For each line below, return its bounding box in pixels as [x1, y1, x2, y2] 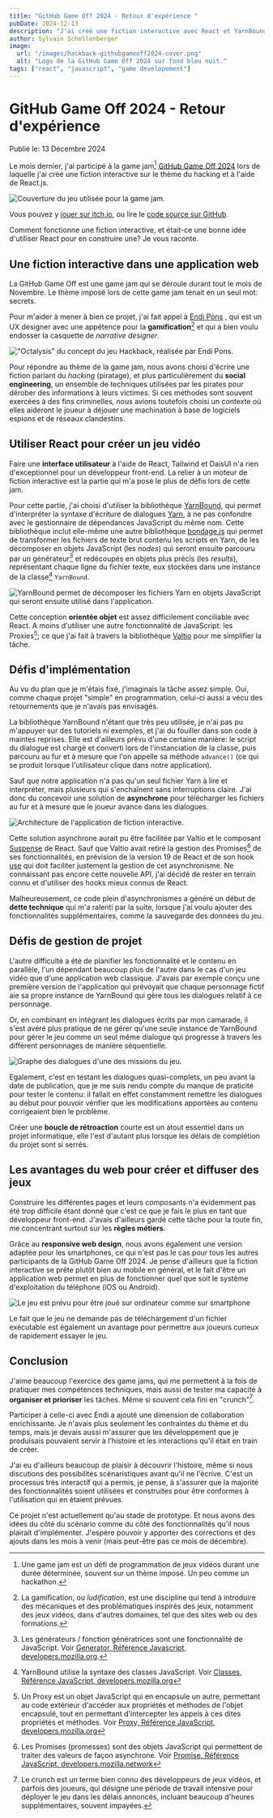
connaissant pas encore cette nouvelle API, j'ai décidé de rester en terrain [9, 869, 256, 879]
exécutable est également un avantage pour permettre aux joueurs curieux [9, 1322, 259, 1332]
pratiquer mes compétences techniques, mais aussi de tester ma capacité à [9, 1385, 262, 1394]
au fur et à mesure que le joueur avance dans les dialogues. [9, 802, 209, 812]
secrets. [9, 296, 36, 306]
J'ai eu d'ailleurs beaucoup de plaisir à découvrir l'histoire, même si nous [9, 1460, 254, 1470]
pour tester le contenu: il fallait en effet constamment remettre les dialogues [9, 1089, 262, 1099]
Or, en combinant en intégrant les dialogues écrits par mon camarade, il [9, 1015, 249, 1024]
